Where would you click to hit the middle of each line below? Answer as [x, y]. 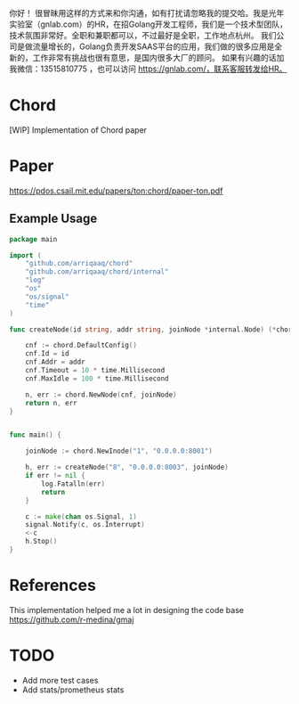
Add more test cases [60, 680]
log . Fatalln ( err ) [73, 484]
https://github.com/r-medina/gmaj [72, 619]
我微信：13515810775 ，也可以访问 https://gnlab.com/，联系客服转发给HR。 [148, 69]
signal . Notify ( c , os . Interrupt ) [85, 525]
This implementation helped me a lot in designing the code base [127, 610]
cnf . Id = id [47, 354]
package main [33, 239]
